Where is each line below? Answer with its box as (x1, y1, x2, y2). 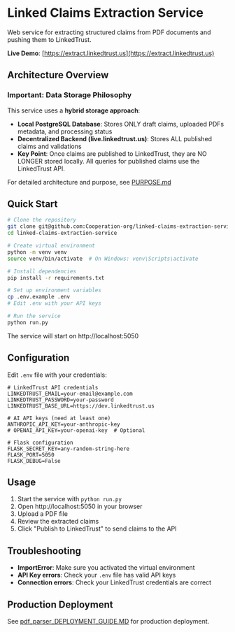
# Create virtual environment (7, 243, 96, 250)
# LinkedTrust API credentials (7, 384, 99, 391)
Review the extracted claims (17, 517, 99, 526)
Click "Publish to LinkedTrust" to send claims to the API (17, 524, 177, 533)
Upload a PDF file (17, 510, 69, 518)
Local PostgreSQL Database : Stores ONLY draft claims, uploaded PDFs (17, 120, 225, 128)
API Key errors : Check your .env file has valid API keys (17, 571, 176, 580)
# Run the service (7, 313, 61, 319)
